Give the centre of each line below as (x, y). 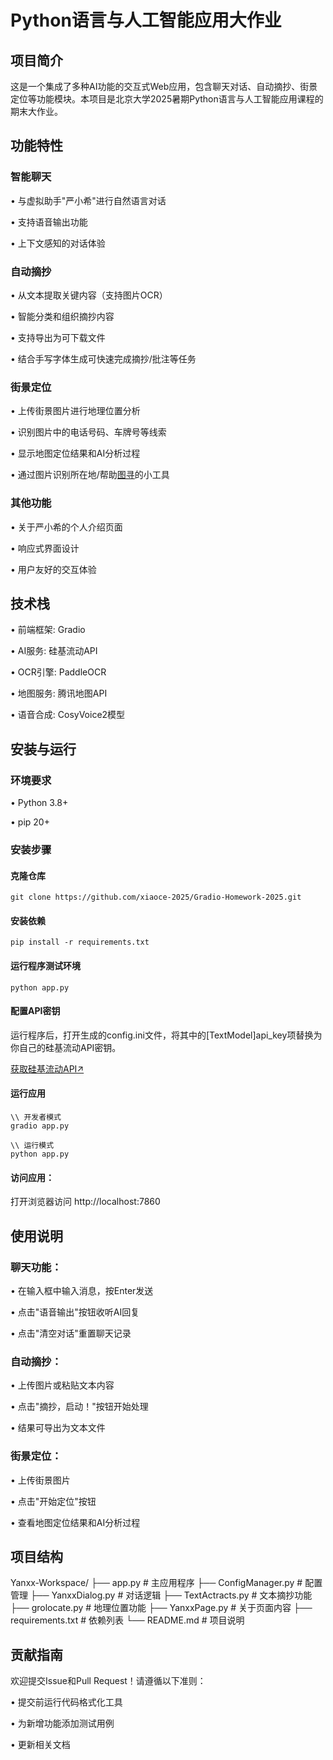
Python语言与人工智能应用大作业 (146, 20)
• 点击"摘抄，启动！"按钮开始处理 (79, 1407)
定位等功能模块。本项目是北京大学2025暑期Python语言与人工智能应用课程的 (167, 99)
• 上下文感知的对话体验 (58, 243)
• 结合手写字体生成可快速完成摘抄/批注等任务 (103, 358)
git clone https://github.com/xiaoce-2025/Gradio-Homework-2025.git (156, 897)
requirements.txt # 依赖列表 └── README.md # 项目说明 (127, 1620)
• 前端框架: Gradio (48, 630)
